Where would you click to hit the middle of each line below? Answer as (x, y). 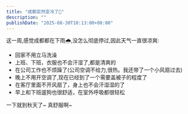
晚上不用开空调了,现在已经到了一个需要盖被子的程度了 (81, 78)
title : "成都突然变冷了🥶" (35, 12)
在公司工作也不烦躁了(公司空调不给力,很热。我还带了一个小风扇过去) (99, 70)
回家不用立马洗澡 (36, 55)
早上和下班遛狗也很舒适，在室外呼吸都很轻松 (70, 93)
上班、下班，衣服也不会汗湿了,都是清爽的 (65, 63)
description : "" (26, 17)
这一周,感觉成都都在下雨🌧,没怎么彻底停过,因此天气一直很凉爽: (83, 41)
